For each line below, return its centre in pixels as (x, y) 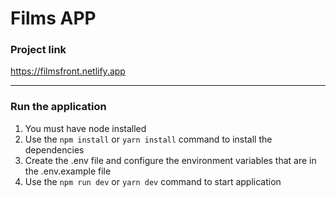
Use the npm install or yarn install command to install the (148, 139)
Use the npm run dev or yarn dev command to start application (153, 181)
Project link (38, 50)
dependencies (54, 149)
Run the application (58, 107)
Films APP (53, 18)
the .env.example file (68, 171)
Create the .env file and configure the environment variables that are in (170, 160)
